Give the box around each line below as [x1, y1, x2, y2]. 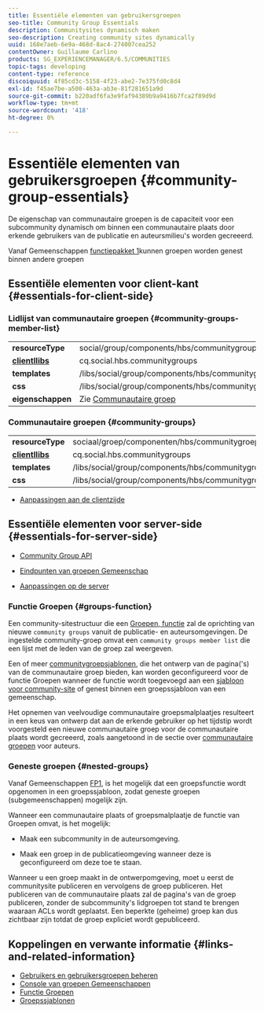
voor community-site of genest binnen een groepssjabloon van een [8, 683, 226, 693]
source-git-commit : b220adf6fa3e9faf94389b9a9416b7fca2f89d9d [8, 92, 216, 100]
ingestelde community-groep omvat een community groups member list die [8, 635, 251, 645]
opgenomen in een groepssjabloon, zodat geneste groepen [8, 787, 200, 797]
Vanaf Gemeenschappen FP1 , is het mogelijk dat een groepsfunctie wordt [8, 779, 246, 788]
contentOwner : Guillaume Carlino [8, 48, 118, 56]
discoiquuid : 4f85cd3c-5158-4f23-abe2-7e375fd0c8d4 [8, 77, 181, 85]
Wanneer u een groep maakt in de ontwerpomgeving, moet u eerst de [8, 873, 234, 882]
